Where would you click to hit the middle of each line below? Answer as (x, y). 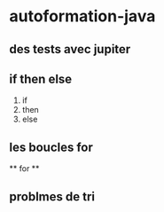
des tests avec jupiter (70, 49)
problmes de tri (52, 196)
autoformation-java (82, 16)
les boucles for (51, 147)
